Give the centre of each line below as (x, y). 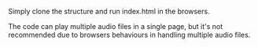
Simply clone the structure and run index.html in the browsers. (109, 11)
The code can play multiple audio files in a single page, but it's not (116, 26)
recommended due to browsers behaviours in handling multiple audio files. (129, 35)
